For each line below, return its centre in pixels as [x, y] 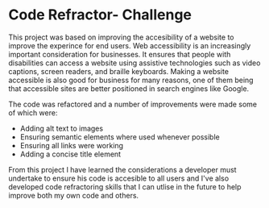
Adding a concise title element [70, 154]
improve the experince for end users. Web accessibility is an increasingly [130, 45]
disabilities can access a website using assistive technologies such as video [134, 63]
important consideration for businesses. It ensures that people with [120, 54]
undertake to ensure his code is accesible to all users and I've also [119, 178]
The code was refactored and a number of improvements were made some [133, 104]
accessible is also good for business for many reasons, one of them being [131, 80]
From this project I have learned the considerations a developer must [122, 169]
